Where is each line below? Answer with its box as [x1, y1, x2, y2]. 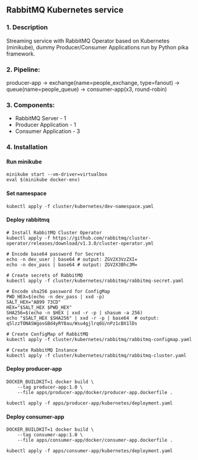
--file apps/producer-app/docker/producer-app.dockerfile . [17, 390, 173, 396]
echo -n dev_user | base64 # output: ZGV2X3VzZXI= [6, 256, 138, 262]
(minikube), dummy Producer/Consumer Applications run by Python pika [6, 43, 189, 51]
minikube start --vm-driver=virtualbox [6, 171, 108, 178]
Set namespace [6, 190, 47, 197]
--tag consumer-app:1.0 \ [17, 432, 83, 438]
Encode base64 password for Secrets [12, 251, 105, 257]
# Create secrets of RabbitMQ [6, 272, 83, 278]
